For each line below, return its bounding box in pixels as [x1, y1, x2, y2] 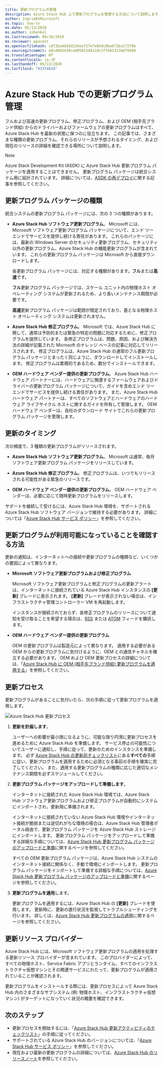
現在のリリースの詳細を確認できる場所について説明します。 [5, 142, 124, 148]
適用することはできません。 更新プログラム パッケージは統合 [26, 168, 148, 174]
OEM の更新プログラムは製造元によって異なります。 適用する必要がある [12, 643, 156, 649]
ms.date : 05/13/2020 [5, 25, 47, 30]
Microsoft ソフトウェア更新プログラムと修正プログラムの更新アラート [12, 581, 152, 587]
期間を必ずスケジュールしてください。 [29, 771, 106, 777]
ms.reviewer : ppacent [5, 39, 49, 44]
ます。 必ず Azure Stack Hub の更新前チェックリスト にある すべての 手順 [12, 752, 156, 758]
